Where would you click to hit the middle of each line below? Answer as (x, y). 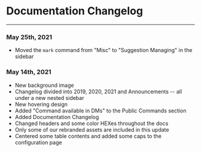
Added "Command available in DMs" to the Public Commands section (100, 110)
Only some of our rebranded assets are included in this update (92, 129)
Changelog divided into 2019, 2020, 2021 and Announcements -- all (98, 92)
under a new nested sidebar (49, 98)
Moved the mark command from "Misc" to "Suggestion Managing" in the (103, 50)
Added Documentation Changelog (57, 117)
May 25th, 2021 (29, 37)
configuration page (38, 142)
